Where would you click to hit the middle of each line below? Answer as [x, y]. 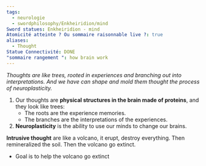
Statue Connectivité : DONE [41, 52]
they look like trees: [40, 106]
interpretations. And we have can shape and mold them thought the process [103, 81]
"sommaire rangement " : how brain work [57, 58]
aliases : [17, 40]
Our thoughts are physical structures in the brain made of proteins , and [107, 100]
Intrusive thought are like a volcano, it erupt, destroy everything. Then [96, 138]
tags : [13, 12]
